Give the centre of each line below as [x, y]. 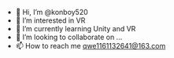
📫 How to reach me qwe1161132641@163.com [91, 46]
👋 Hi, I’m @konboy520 [52, 12]
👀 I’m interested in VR [50, 20]
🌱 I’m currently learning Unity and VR [76, 29]
